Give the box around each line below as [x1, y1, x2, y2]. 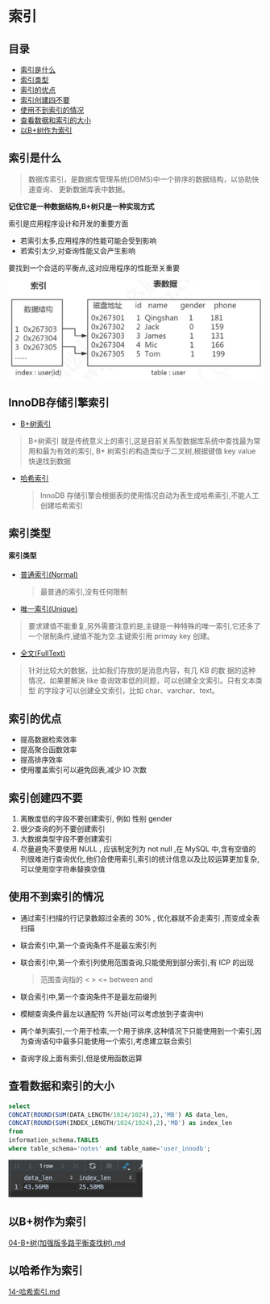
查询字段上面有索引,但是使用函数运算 [19, 1053, 143, 1063]
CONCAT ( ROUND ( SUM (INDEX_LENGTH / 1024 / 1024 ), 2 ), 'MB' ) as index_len [8, 1119, 232, 1127]
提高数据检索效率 [19, 735, 77, 745]
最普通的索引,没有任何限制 [39, 587, 127, 597]
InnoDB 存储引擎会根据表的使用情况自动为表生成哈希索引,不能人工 [39, 490, 260, 500]
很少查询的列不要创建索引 [19, 824, 106, 834]
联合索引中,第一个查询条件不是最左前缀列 [19, 992, 157, 1001]
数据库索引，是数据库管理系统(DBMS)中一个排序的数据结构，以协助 [27, 174, 252, 184]
